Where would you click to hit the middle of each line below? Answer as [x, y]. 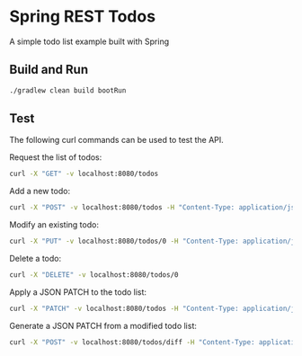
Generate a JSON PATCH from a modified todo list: [103, 325]
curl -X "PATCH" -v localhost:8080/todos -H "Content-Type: [124, 308]
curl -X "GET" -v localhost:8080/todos [84, 174]
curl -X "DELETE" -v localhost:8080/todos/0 [94, 275]
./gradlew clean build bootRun [68, 90]
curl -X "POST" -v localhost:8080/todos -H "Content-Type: [122, 208]
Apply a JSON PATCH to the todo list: [78, 292]
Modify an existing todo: [54, 225]
